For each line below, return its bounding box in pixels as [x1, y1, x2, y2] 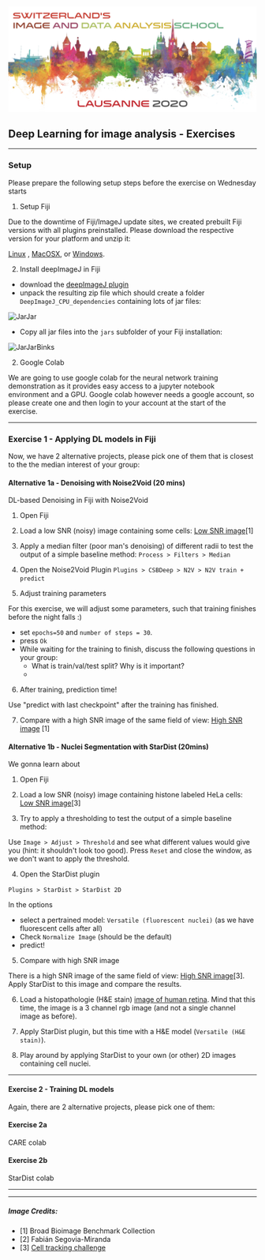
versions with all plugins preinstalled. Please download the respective [8, 225, 234, 234]
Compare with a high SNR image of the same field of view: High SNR [19, 715, 243, 725]
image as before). [19, 1011, 77, 1021]
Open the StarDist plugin [19, 869, 100, 879]
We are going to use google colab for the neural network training [8, 373, 218, 382]
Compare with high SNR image [19, 956, 120, 966]
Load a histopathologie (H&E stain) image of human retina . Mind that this [19, 995, 256, 1004]
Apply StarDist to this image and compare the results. [8, 980, 182, 989]
